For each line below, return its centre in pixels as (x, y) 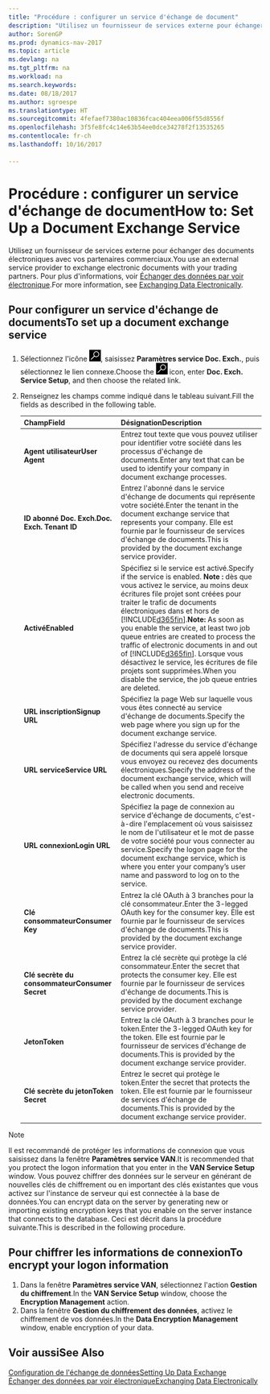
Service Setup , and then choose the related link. (100, 381)
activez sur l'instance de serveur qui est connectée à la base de (114, 1193)
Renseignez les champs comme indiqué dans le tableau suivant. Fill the (137, 396)
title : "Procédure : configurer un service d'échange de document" (124, 17)
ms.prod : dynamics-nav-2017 (55, 43)
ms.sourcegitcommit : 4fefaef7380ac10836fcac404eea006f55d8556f (117, 119)
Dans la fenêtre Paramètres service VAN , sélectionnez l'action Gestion (138, 1284)
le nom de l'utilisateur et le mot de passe (187, 833)
